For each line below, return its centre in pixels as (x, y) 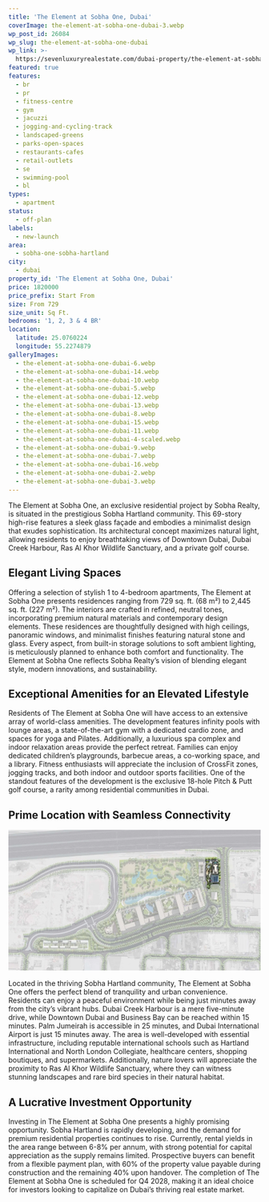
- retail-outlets (44, 160)
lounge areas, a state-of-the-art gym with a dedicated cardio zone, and (126, 730)
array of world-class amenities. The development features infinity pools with (134, 722)
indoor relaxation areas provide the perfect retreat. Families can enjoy (123, 747)
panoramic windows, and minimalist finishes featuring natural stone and (127, 635)
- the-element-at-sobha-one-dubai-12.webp (87, 397)
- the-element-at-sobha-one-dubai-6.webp (86, 363)
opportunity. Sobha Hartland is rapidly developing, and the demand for (125, 1130)
